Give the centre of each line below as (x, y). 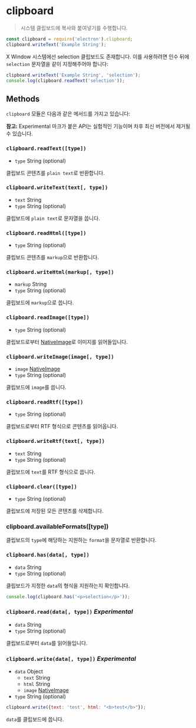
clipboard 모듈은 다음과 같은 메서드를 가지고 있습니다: (68, 114)
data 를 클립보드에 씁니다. (35, 719)
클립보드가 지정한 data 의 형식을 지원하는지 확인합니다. (68, 585)
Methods (23, 99)
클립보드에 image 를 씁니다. (36, 388)
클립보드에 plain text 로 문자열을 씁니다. (53, 218)
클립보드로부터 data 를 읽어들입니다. (47, 643)
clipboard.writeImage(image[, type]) (60, 357)
